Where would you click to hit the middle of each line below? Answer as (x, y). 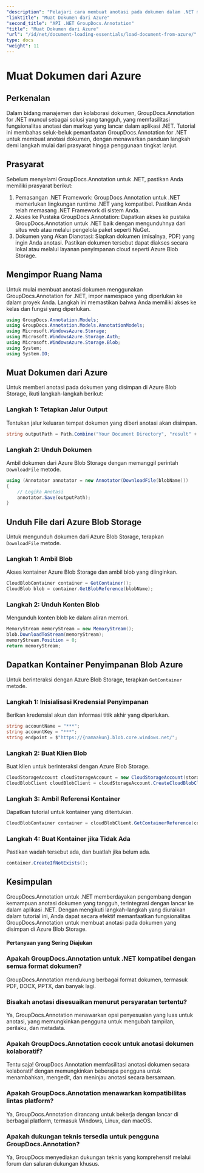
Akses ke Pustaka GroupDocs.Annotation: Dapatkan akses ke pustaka (102, 217)
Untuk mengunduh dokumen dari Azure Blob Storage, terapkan (85, 537)
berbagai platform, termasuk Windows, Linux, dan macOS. (79, 1121)
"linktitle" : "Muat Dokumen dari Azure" (58, 18)
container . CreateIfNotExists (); (47, 863)
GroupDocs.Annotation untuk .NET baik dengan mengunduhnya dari (100, 223)
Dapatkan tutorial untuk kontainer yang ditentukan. (70, 812)
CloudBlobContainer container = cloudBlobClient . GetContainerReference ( (100, 823)
